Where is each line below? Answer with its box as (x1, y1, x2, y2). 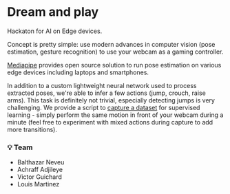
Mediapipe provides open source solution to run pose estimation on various (7, 61, 222, 69)
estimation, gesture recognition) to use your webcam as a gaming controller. (7, 47, 224, 56)
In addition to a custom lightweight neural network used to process (7, 81, 197, 89)
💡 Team (7, 142, 33, 152)
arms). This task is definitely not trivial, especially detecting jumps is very (7, 96, 216, 104)
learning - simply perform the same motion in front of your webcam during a (7, 111, 224, 119)
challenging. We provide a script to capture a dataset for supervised (7, 103, 200, 111)
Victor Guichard (17, 173, 62, 181)
